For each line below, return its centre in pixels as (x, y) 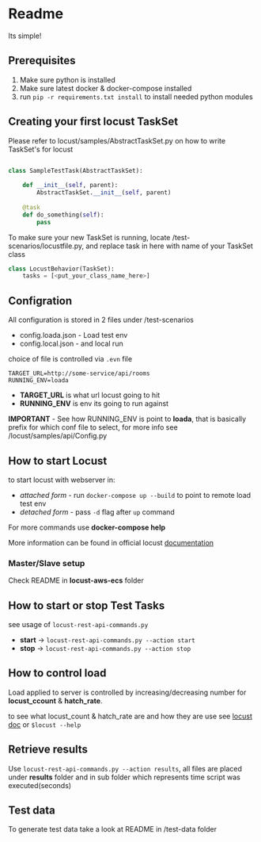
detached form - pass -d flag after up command (97, 511)
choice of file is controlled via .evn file (70, 359)
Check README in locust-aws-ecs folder (76, 580)
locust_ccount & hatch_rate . (55, 700)
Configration (40, 301)
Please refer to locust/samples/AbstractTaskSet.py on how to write (117, 140)
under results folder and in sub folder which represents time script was (125, 777)
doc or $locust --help (45, 724)
